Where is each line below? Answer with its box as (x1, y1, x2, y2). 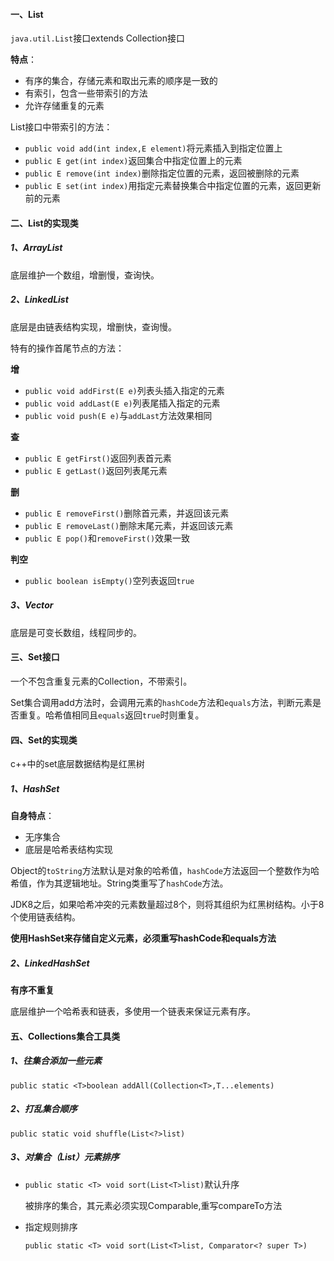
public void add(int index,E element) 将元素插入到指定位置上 (24, 142, 283, 154)
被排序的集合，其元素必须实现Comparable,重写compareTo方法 (24, 1199, 283, 1211)
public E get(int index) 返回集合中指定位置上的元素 (24, 155, 243, 167)
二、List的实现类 (10, 217, 79, 229)
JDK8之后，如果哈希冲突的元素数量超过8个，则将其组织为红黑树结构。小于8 (10, 899, 325, 911)
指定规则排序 (24, 1220, 78, 1233)
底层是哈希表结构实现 (24, 844, 113, 856)
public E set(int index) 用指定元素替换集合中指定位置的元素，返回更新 (24, 180, 322, 192)
